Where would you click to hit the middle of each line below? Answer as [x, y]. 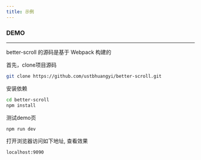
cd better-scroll [28, 99]
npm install [21, 105]
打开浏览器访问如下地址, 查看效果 [47, 141]
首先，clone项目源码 [31, 65]
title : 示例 [20, 12]
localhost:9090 [25, 153]
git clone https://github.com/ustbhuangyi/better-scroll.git [84, 76]
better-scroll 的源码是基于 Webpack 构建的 [59, 52]
